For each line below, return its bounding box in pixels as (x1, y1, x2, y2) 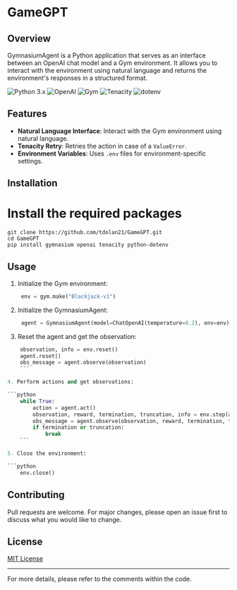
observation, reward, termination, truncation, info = (32, 411, 197, 418)
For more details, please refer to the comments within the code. (7, 574, 192, 584)
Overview (7, 33, 51, 45)
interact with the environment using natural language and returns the (7, 66, 207, 74)
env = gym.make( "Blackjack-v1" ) (20, 293, 116, 300)
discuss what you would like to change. (7, 515, 122, 524)
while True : (20, 398, 55, 405)
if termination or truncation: (32, 424, 125, 432)
